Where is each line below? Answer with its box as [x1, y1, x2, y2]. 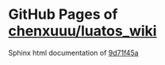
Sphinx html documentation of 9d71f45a [8, 48, 139, 57]
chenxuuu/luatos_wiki [8, 22, 157, 40]
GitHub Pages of [8, 5, 118, 23]
